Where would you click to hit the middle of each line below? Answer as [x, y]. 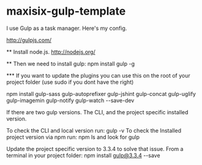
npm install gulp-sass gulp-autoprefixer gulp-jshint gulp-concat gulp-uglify [101, 94]
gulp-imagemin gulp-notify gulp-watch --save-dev [70, 100]
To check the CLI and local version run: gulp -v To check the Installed [94, 130]
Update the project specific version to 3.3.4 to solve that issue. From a [95, 148]
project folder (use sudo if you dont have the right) [70, 82]
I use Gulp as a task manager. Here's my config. [67, 28]
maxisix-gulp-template [66, 11]
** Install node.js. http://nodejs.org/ [51, 52]
